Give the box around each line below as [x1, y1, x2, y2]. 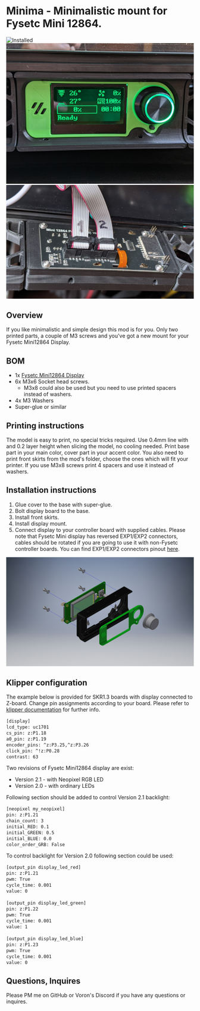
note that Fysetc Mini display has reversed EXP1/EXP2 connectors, [14, 533, 179, 540]
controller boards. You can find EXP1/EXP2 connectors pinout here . [14, 545, 180, 552]
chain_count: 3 [6, 818, 44, 824]
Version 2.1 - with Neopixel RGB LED [14, 776, 104, 783]
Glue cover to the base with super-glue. [14, 501, 112, 508]
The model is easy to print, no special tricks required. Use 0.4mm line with [6, 436, 189, 444]
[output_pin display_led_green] [6, 900, 86, 906]
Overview [6, 310, 43, 320]
